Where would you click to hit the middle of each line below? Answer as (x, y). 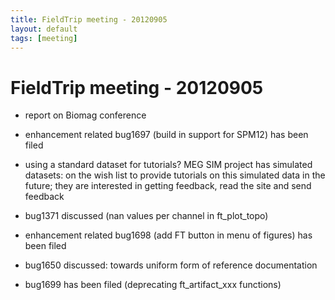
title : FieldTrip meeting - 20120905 (89, 19)
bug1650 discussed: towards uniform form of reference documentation (171, 265)
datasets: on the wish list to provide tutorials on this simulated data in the (175, 175)
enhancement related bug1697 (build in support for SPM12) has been (166, 135)
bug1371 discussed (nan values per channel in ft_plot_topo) (146, 216)
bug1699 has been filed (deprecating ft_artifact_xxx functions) (153, 285)
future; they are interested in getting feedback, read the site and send (168, 186)
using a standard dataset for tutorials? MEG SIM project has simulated (168, 165)
